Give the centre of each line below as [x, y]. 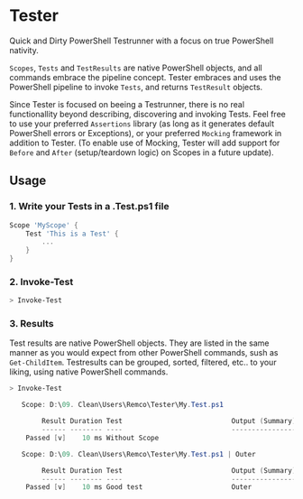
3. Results [32, 324]
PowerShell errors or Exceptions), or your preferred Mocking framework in [146, 133]
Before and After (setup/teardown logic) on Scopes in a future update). [142, 152]
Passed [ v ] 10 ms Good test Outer [139, 487]
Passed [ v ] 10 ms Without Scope [92, 438]
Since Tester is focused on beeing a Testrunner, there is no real [127, 104]
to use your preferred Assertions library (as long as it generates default [142, 124]
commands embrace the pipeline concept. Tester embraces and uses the [145, 77]
